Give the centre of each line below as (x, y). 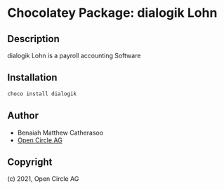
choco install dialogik (42, 94)
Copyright (30, 162)
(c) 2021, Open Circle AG (43, 179)
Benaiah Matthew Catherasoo (60, 133)
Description (33, 39)
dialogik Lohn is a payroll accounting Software (74, 55)
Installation (32, 77)
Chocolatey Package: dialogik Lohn (112, 13)
